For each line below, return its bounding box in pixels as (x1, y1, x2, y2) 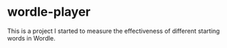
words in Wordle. (7, 34, 56, 42)
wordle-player (7, 4, 91, 20)
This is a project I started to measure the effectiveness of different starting (7, 27, 220, 35)
